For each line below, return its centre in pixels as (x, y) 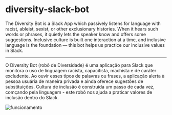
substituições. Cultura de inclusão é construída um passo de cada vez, (80, 87)
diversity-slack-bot (47, 9)
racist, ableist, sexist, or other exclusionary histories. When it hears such (82, 28)
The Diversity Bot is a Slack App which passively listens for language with (83, 23)
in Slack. (14, 50)
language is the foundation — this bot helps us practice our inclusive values (85, 45)
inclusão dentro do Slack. (32, 97)
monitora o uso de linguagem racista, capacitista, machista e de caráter (81, 70)
